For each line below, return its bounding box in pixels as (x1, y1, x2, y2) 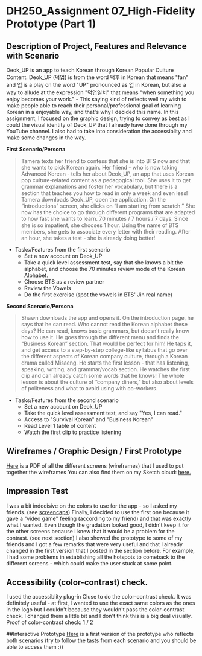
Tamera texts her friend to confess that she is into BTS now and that (21, 158, 191, 164)
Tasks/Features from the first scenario (14, 246, 110, 253)
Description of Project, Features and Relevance (6, 41, 187, 51)
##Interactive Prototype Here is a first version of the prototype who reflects (6, 631, 194, 638)
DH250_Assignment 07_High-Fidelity (6, 4, 195, 18)
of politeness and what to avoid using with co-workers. (21, 385, 158, 392)
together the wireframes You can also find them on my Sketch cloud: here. (6, 468, 191, 476)
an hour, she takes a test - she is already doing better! (21, 234, 156, 241)
